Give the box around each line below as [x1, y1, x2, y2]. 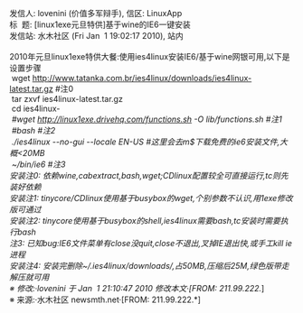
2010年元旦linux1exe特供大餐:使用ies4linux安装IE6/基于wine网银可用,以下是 [9, 51, 291, 61]
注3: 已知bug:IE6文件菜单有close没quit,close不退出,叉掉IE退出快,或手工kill [9, 238, 284, 248]
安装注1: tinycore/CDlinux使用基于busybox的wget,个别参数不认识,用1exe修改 [9, 193, 294, 203]
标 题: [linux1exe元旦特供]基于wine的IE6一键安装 [9, 19, 192, 30]
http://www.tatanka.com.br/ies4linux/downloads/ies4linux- [32, 73, 252, 83]
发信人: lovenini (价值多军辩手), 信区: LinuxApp [9, 8, 183, 18]
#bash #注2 [11, 125, 56, 135]
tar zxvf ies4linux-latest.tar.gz [11, 94, 124, 104]
